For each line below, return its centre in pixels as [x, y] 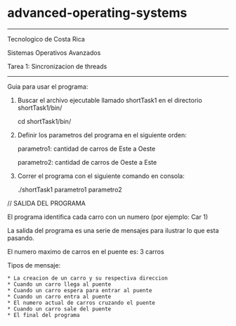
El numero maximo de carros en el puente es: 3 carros [86, 251]
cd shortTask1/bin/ [44, 121]
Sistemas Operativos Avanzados [54, 52]
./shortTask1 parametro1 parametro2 [70, 189]
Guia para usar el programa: [48, 87]
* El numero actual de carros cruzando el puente [81, 303]
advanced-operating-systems [97, 13]
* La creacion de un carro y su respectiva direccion [88, 278]
